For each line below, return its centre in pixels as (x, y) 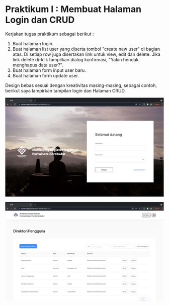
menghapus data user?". (38, 65)
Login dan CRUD (40, 20)
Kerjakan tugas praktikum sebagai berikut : (50, 34)
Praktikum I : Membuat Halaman (73, 9)
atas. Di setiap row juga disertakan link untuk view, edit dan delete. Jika (87, 54)
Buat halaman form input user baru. (49, 70)
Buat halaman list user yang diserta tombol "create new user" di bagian (86, 49)
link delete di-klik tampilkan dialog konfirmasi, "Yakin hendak (75, 59)
